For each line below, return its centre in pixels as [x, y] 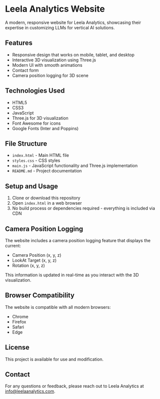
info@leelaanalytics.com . [30, 391]
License [17, 348]
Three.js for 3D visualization [40, 118]
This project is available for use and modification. [54, 359]
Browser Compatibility [40, 295]
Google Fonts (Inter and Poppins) [45, 128]
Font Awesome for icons [36, 123]
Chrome [20, 316]
